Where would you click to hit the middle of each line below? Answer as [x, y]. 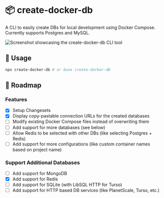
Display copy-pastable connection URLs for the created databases [81, 116]
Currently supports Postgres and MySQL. [47, 32]
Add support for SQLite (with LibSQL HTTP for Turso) [67, 185]
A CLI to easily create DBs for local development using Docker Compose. [80, 27]
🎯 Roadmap [23, 85]
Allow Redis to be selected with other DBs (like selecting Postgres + [82, 133]
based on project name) [37, 149]
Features [16, 99]
